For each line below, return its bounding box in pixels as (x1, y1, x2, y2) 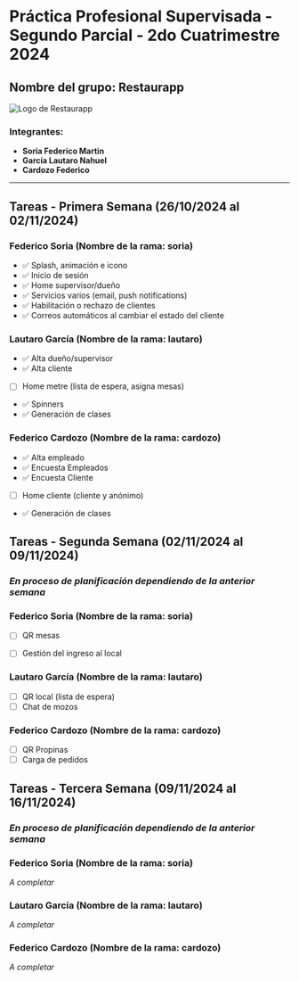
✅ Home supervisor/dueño (21, 279, 121, 291)
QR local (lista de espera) (21, 691, 116, 702)
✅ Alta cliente (21, 363, 73, 374)
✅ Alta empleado (21, 452, 85, 463)
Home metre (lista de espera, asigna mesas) (21, 381, 185, 392)
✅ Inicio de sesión (21, 269, 89, 280)
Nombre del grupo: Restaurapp (9, 79, 185, 95)
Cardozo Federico (21, 165, 91, 176)
